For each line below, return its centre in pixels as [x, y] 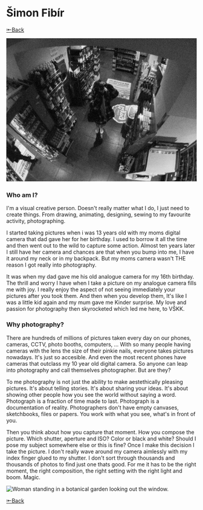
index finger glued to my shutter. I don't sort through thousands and [91, 458]
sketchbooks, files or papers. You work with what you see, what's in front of [101, 414]
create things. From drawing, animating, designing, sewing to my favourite [98, 214]
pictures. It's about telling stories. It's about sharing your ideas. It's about [97, 388]
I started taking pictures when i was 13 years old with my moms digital [93, 233]
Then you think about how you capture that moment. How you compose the [100, 432]
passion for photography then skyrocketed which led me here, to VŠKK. [95, 309]
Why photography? [35, 325]
